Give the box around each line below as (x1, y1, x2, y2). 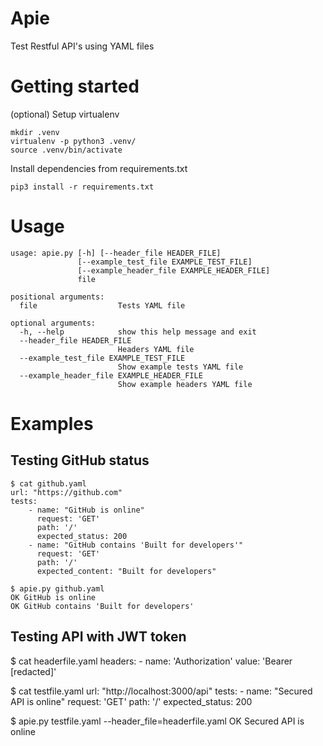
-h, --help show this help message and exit (19, 327, 257, 337)
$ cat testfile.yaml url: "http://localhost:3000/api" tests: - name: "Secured (10, 685, 313, 697)
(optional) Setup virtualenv (10, 108, 120, 120)
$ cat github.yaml (10, 478, 87, 489)
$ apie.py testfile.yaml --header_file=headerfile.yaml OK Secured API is (10, 715, 305, 727)
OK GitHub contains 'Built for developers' (10, 601, 195, 611)
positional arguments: (10, 292, 105, 302)
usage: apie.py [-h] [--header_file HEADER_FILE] (10, 248, 222, 258)
